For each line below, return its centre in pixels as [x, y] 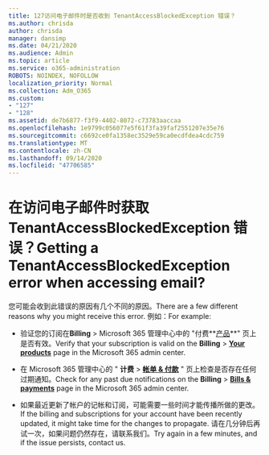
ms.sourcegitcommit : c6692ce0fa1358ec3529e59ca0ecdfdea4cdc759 [116, 135]
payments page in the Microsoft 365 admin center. [104, 388]
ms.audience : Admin [41, 53]
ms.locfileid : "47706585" [51, 166]
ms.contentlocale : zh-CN [50, 151]
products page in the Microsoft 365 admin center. [103, 353]
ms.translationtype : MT [48, 143]
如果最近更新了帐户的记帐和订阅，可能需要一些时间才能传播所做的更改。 [139, 405]
